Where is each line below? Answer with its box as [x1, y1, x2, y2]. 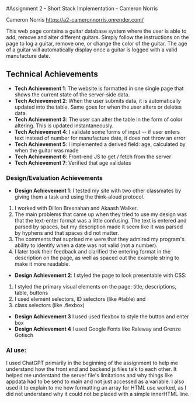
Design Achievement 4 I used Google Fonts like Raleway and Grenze [14, 325, 181, 332]
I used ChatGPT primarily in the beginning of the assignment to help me [6, 359, 179, 367]
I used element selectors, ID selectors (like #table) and [14, 296, 146, 303]
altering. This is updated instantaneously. [14, 122, 114, 129]
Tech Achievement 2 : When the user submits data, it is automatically [14, 97, 181, 104]
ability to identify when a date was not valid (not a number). [14, 242, 158, 249]
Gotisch [14, 332, 34, 339]
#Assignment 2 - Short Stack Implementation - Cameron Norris [6, 5, 158, 12]
